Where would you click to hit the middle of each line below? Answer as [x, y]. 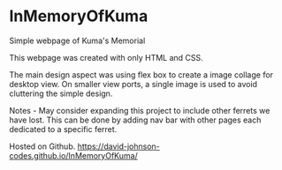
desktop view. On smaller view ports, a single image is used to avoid [133, 84]
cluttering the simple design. [61, 93]
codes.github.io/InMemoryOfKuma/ [74, 155]
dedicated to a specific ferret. [63, 129]
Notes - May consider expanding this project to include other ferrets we [140, 110]
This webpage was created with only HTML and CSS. [106, 57]
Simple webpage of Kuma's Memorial [77, 41]
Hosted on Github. [42, 146]
